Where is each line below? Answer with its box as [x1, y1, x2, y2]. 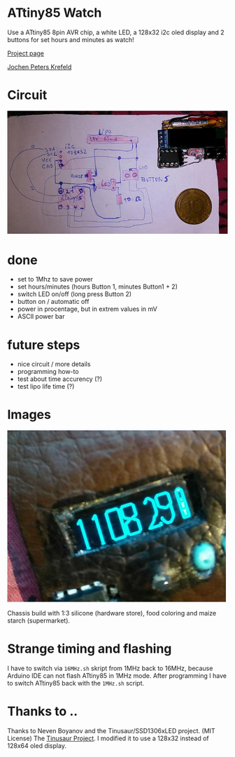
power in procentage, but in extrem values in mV [17, 305, 157, 313]
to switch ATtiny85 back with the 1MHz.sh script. [7, 679, 145, 688]
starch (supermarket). [7, 616, 71, 625]
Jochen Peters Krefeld [7, 62, 72, 71]
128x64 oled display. [7, 742, 66, 750]
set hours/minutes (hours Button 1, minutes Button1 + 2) [17, 282, 178, 291]
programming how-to [17, 368, 79, 376]
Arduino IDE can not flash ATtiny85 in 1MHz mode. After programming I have [7, 672, 227, 680]
